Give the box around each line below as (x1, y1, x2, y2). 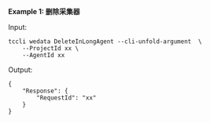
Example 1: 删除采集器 (8, 7, 80, 16)
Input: (8, 23, 28, 31)
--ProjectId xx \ (22, 45, 79, 52)
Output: (8, 65, 33, 74)
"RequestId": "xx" (36, 94, 97, 102)
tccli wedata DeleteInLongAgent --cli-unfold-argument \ (8, 38, 202, 45)
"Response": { (22, 87, 68, 95)
